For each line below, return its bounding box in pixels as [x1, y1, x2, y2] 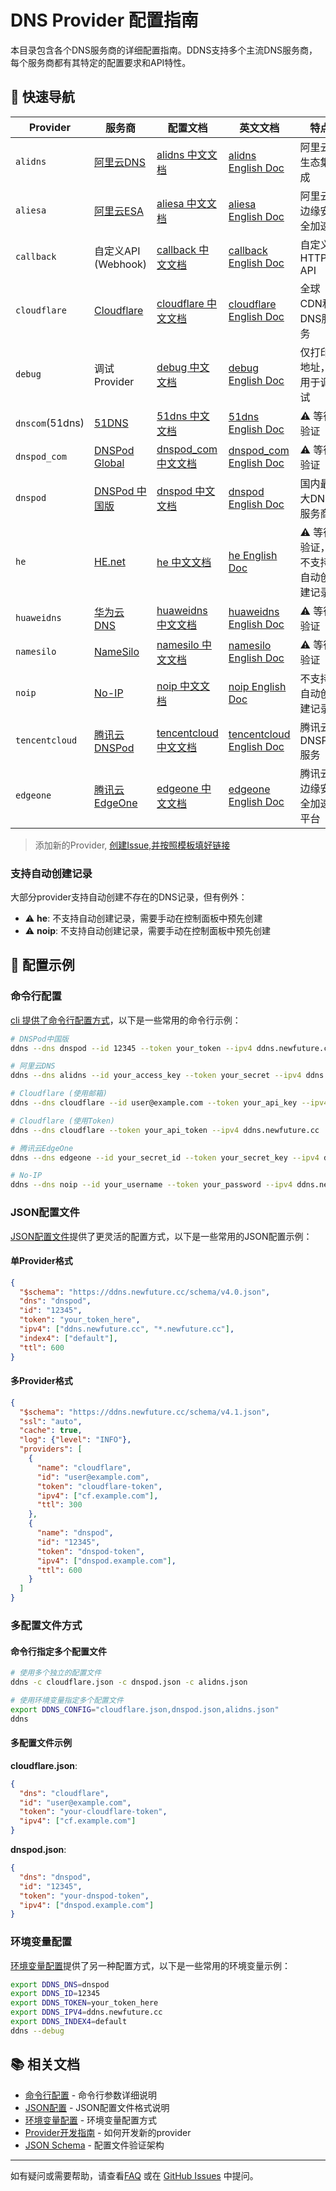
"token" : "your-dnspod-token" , [19, 1891, 150, 1901]
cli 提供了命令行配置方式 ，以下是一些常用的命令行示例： [10, 1014, 242, 1026]
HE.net [94, 554, 126, 568]
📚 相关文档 [10, 2056, 81, 2073]
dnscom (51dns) [15, 416, 85, 430]
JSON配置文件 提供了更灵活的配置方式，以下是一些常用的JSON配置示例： [10, 1230, 313, 1242]
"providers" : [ [19, 1444, 83, 1455]
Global [94, 456, 125, 470]
